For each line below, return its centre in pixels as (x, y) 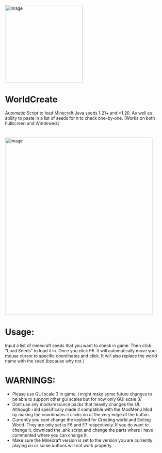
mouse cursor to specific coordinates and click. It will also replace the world (81, 356)
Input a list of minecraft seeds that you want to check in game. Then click (78, 345)
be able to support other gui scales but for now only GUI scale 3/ (77, 399)
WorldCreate (32, 100)
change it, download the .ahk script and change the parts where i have (83, 430)
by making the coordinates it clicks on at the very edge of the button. (81, 414)
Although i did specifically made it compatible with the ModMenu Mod (82, 409)
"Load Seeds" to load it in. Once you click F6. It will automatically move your (81, 351)
